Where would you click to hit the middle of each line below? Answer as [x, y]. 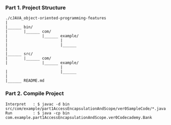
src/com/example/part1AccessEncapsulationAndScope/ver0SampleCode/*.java [86, 109]
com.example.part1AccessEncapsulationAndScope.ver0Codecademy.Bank [79, 117]
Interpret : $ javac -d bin [38, 104]
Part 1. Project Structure [36, 8]
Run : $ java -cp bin [38, 113]
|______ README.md [25, 81]
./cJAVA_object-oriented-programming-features [56, 18]
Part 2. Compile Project [35, 93]
